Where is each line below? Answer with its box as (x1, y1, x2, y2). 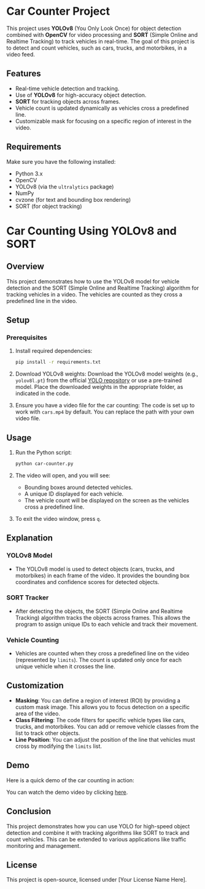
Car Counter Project (6, 4, 110, 18)
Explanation (6, 533, 53, 544)
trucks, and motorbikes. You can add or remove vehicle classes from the (15, 723, 199, 730)
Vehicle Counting (6, 636, 60, 644)
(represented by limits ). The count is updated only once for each (15, 656, 182, 664)
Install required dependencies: (15, 347, 93, 355)
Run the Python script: (15, 448, 72, 456)
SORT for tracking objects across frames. (15, 98, 121, 105)
